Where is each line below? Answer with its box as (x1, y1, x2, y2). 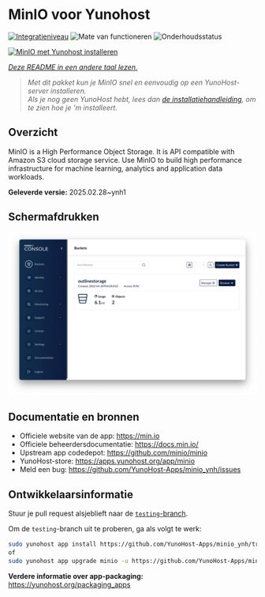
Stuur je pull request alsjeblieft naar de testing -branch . (8, 508, 188, 518)
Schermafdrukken (8, 210, 99, 224)
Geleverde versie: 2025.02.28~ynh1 (8, 187, 126, 197)
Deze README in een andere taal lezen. (8, 62, 138, 72)
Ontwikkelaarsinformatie (8, 488, 134, 501)
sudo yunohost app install (8, 540, 97, 548)
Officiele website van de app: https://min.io (19, 431, 160, 440)
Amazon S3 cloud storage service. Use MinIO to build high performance (8, 155, 242, 164)
